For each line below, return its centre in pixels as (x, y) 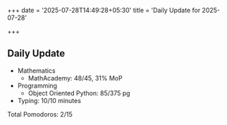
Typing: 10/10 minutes (49, 100)
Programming (37, 85)
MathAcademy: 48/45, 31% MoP (75, 78)
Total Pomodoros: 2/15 (40, 114)
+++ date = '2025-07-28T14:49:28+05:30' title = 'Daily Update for (104, 10)
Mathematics (36, 71)
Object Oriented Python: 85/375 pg (79, 93)
